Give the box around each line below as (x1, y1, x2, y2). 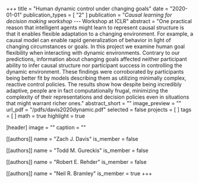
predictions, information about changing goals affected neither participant (6, 56, 187, 62)
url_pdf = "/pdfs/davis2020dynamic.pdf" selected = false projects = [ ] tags (6, 106, 192, 113)
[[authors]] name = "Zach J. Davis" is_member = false (6, 135, 138, 142)
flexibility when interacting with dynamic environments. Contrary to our (6, 49, 180, 56)
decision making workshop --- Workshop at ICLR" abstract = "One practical (6, 18, 192, 24)
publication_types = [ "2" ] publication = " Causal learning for (23, 11, 172, 18)
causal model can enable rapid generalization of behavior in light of (6, 37, 171, 43)
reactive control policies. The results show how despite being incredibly (6, 81, 182, 88)
